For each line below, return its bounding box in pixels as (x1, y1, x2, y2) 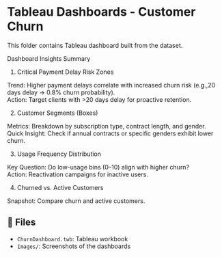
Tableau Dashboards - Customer (7, 4, 196, 20)
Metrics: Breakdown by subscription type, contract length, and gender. (7, 122, 206, 130)
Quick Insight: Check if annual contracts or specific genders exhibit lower (7, 129, 214, 137)
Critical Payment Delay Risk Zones (16, 68, 114, 76)
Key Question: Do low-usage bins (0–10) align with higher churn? (7, 163, 190, 171)
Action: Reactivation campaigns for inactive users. (7, 170, 148, 178)
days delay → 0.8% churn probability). (7, 88, 115, 96)
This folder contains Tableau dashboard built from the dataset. (7, 41, 183, 49)
